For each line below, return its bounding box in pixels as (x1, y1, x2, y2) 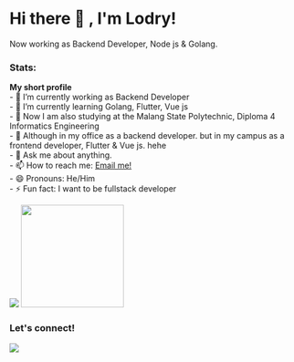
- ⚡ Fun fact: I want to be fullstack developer (9, 183, 177, 194)
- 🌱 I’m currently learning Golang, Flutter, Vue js (9, 101, 189, 112)
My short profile (9, 82, 72, 93)
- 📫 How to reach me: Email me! (9, 160, 132, 171)
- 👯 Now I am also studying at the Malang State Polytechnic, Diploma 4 (9, 111, 276, 122)
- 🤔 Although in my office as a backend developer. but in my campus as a (9, 130, 285, 141)
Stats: (9, 61, 37, 74)
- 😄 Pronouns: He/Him (9, 173, 96, 184)
